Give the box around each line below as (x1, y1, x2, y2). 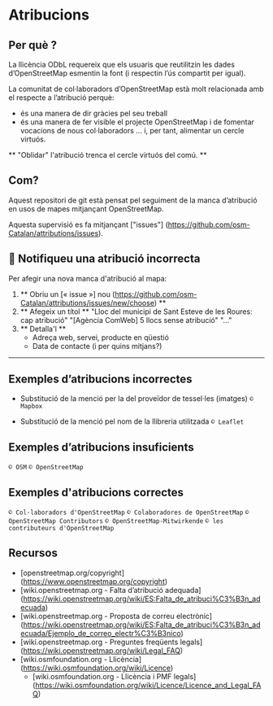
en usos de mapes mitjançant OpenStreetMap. (8, 203, 164, 213)
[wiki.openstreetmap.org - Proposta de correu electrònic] (19, 611, 213, 621)
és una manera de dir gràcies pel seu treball (19, 108, 168, 118)
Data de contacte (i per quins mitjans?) (32, 341, 162, 351)
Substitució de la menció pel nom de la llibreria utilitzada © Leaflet (19, 416, 245, 426)
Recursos (8, 547, 58, 560)
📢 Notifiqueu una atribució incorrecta (8, 252, 201, 266)
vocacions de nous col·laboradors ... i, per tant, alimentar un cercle (19, 126, 245, 135)
